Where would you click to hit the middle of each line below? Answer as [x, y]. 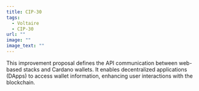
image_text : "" [25, 46]
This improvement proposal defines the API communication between [92, 63]
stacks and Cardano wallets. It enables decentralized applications [105, 69]
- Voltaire [25, 23]
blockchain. [21, 82]
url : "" [16, 35]
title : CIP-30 [24, 12]
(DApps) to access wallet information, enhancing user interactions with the [99, 76]
